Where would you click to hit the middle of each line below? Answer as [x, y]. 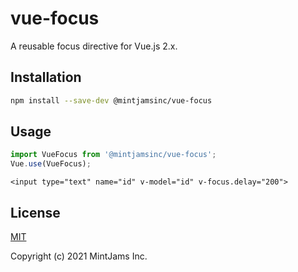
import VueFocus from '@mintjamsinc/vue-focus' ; [113, 155]
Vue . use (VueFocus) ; [51, 164]
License [35, 212]
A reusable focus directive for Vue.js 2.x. [94, 46]
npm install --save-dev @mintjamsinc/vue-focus [111, 100]
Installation [46, 77]
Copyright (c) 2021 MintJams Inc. [79, 256]
